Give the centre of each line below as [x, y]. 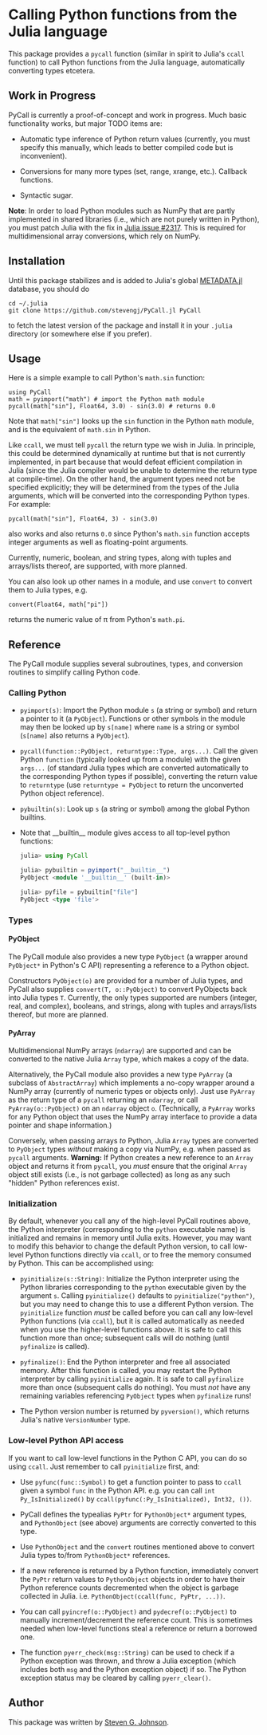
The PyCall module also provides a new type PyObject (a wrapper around [128, 956]
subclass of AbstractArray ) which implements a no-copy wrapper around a [132, 1083]
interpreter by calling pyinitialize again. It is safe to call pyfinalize [132, 1379]
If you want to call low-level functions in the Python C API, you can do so [128, 1458]
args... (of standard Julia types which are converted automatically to [134, 768]
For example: [30, 505]
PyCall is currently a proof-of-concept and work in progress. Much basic [128, 115]
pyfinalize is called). [55, 1347]
